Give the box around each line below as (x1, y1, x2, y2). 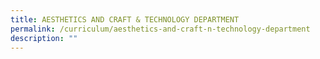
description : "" (10, 33, 78, 43)
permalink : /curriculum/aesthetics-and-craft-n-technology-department (10, 24, 311, 34)
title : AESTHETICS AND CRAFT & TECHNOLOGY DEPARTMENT (10, 14, 240, 25)
